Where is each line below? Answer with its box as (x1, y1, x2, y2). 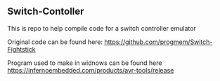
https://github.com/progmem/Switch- (104, 38, 213, 46)
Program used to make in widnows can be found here (7, 59, 162, 67)
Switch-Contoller (7, 6, 84, 17)
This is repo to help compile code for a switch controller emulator (7, 24, 197, 32)
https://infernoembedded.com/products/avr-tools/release (7, 66, 174, 74)
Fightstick (7, 45, 37, 53)
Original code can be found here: (7, 38, 103, 46)
